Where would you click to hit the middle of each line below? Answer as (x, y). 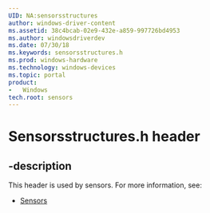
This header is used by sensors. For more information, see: (105, 185)
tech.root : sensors (41, 97)
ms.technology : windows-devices (62, 68)
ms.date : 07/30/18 (39, 45)
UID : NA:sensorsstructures (53, 16)
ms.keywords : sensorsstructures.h (66, 53)
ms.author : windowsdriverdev (57, 38)
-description (40, 166)
